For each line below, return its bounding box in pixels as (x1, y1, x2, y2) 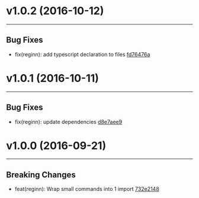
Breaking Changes (6, 170, 76, 180)
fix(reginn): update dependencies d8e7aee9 (14, 118, 123, 125)
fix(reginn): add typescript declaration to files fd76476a (14, 50, 150, 58)
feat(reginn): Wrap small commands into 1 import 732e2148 (14, 186, 160, 193)
